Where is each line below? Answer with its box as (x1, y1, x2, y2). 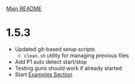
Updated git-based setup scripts (14, 45, 96, 52)
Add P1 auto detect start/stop (14, 58, 87, 65)
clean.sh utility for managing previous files (23, 52, 130, 59)
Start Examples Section (14, 71, 73, 78)
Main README (6, 5, 42, 12)
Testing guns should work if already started (14, 64, 122, 71)
